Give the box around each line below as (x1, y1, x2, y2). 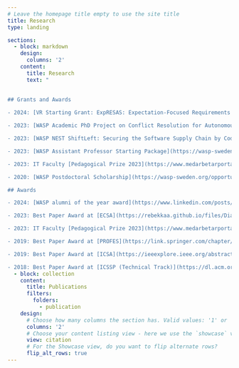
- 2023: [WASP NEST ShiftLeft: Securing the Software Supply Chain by (7, 135, 221, 142)
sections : (7, 36, 37, 44)
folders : (33, 297, 59, 304)
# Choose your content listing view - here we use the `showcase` (26, 329, 228, 337)
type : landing (7, 24, 50, 31)
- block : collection (14, 270, 75, 277)
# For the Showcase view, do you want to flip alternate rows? (26, 343, 218, 350)
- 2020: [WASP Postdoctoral (7, 173, 91, 180)
